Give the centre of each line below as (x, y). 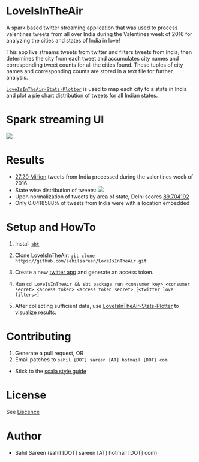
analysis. (17, 77)
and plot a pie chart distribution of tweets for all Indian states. (82, 95)
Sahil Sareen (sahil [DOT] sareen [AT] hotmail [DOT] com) (86, 452)
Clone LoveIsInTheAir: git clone (55, 255)
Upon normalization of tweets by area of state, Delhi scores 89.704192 (102, 197)
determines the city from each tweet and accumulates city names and (93, 58)
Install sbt (27, 243)
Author (24, 436)
